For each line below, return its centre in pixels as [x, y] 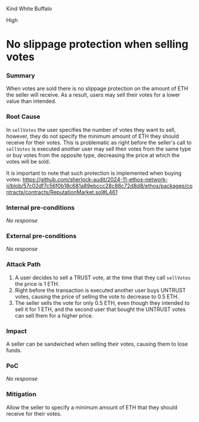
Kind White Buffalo [29, 9]
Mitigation [21, 395]
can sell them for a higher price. [54, 315]
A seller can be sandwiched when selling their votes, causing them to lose [97, 344]
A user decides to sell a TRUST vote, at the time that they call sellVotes [102, 278]
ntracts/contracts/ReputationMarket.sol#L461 [62, 192]
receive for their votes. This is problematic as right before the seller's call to [99, 142]
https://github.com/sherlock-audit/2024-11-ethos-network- [95, 179]
